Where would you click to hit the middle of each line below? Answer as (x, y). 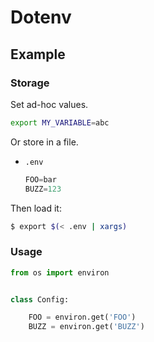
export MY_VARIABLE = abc (60, 122)
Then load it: (36, 208)
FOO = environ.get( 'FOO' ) (82, 317)
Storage (30, 83)
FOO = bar (40, 179)
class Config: (40, 299)
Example (38, 54)
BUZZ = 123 (43, 189)
